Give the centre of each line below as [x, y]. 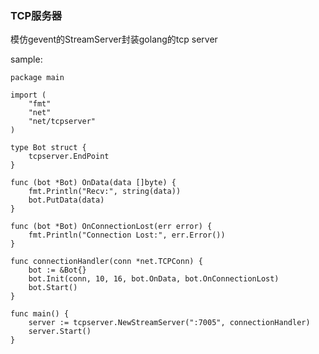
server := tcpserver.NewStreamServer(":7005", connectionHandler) [169, 323]
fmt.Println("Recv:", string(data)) [105, 192]
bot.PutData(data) [66, 200]
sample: [26, 59]
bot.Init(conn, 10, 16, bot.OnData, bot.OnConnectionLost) [154, 279]
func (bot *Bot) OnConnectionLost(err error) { [111, 227]
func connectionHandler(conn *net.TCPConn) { [106, 262]
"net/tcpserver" [62, 122]
